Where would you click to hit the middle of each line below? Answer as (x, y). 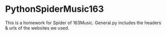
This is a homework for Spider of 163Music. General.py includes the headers (83, 23)
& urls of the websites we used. (37, 28)
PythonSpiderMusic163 (55, 9)
